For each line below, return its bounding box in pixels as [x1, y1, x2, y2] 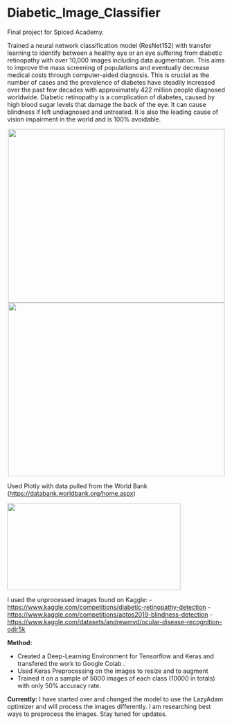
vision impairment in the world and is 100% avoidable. [7, 115, 161, 123]
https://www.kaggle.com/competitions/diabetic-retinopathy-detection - [7, 603, 211, 611]
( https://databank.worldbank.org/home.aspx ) [7, 489, 136, 497]
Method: [7, 638, 33, 647]
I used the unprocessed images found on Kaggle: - [7, 595, 152, 603]
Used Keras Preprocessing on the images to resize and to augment [17, 667, 208, 675]
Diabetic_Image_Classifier [7, 5, 161, 21]
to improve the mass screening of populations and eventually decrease [7, 63, 210, 72]
